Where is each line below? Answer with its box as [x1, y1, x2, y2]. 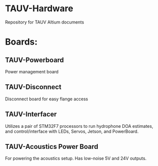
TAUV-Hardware [5, 3, 73, 14]
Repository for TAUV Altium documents [5, 19, 84, 25]
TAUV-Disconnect [5, 83, 62, 91]
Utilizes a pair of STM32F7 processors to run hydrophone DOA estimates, [5, 123, 153, 129]
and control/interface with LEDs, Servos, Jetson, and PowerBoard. [5, 128, 139, 134]
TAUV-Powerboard [5, 56, 64, 64]
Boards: [5, 36, 38, 47]
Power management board [5, 69, 59, 74]
